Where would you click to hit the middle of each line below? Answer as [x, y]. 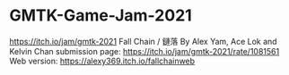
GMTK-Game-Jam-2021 [101, 16]
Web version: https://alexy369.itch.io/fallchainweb [102, 61]
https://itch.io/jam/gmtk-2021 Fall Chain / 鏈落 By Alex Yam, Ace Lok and [143, 41]
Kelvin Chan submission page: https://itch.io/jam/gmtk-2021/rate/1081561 [144, 51]
